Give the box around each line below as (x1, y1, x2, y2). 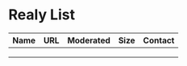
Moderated (67, 35, 111, 46)
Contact (143, 35, 175, 46)
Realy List (8, 6, 75, 24)
